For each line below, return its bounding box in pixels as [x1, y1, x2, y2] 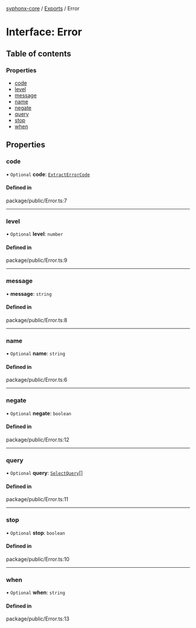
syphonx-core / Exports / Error [6, 5, 80, 12]
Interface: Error [6, 26, 82, 39]
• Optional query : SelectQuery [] [6, 470, 83, 477]
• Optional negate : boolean [6, 409, 72, 417]
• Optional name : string [6, 350, 65, 357]
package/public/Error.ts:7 [6, 197, 67, 204]
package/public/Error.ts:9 [6, 257, 68, 264]
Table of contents [6, 49, 71, 58]
